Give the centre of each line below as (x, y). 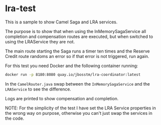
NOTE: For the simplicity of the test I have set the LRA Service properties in (80, 108)
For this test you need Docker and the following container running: (71, 66)
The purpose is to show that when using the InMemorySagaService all (76, 31)
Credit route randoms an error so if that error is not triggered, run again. (77, 56)
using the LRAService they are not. (40, 41)
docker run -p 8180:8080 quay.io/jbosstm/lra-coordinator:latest (73, 74)
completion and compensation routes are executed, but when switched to (79, 36)
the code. (15, 118)
